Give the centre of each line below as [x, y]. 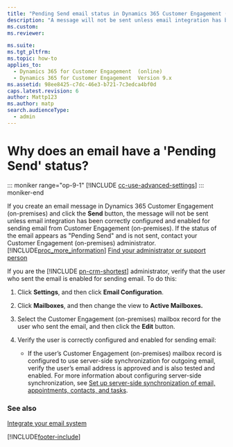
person [17, 257]
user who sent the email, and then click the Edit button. [96, 326]
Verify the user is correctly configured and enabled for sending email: [116, 340]
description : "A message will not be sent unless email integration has [114, 20]
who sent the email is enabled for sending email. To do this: [92, 278]
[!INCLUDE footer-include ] [44, 437]
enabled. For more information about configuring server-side [114, 375]
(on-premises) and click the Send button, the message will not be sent [108, 213]
